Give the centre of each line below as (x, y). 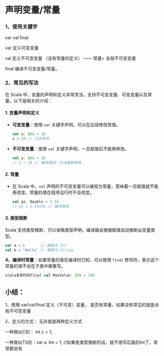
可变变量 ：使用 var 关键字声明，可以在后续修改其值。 (66, 125)
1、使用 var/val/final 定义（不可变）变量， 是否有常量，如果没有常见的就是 (80, 305)
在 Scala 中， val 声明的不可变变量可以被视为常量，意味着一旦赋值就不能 (85, 186)
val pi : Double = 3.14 (35, 202)
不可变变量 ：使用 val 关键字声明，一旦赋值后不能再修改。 (70, 149)
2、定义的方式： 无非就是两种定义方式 (44, 322)
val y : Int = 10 (29, 158)
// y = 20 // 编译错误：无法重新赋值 (47, 162)
